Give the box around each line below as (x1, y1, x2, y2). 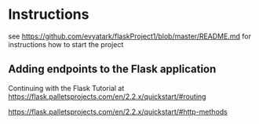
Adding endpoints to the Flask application (8, 63, 217, 76)
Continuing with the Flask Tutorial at (8, 83, 125, 93)
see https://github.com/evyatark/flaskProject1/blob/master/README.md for (8, 31, 251, 41)
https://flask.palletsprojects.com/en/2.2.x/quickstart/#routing (8, 92, 206, 101)
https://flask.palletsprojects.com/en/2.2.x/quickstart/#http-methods (8, 107, 228, 116)
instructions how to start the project (8, 39, 124, 49)
